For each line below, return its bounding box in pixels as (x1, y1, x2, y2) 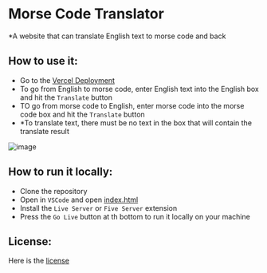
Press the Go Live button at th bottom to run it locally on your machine (19, 212, 251, 221)
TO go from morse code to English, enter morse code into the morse (19, 101, 245, 110)
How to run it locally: (8, 165, 113, 179)
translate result (19, 126, 70, 136)
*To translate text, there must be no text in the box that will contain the (19, 117, 253, 128)
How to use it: (8, 54, 78, 68)
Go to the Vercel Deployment (19, 75, 116, 85)
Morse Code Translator (8, 5, 165, 23)
